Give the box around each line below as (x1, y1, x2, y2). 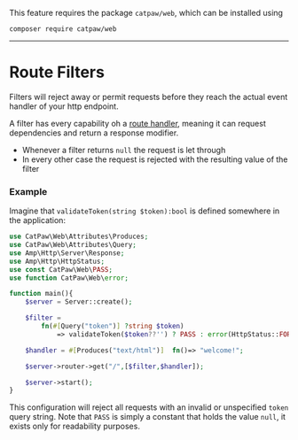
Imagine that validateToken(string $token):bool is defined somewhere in (9, 205, 280, 216)
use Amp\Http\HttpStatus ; (9, 257, 105, 266)
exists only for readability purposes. (9, 421, 140, 432)
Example (9, 185, 48, 197)
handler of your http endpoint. (9, 101, 119, 112)
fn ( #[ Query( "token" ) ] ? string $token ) (41, 322, 184, 331)
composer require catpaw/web (9, 25, 117, 34)
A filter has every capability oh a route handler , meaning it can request (9, 118, 266, 128)
